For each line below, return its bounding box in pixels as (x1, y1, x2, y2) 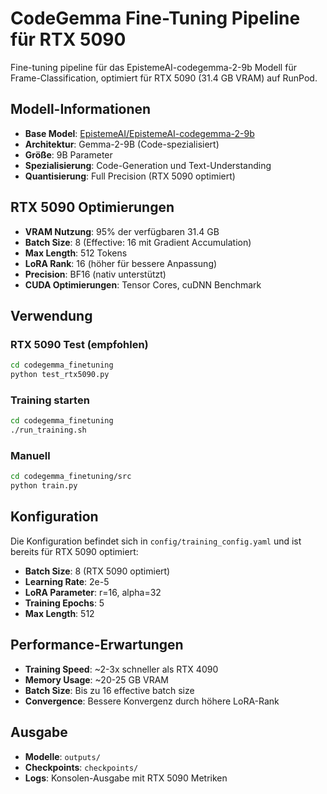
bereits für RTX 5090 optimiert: (10, 545, 139, 557)
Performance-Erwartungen (10, 637, 184, 654)
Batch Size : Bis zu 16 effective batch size (24, 684, 195, 696)
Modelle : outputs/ (24, 750, 101, 762)
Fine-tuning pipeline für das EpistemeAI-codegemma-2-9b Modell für (10, 61, 297, 73)
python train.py (10, 481, 78, 491)
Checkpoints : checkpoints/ (24, 761, 139, 773)
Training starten (10, 393, 90, 407)
